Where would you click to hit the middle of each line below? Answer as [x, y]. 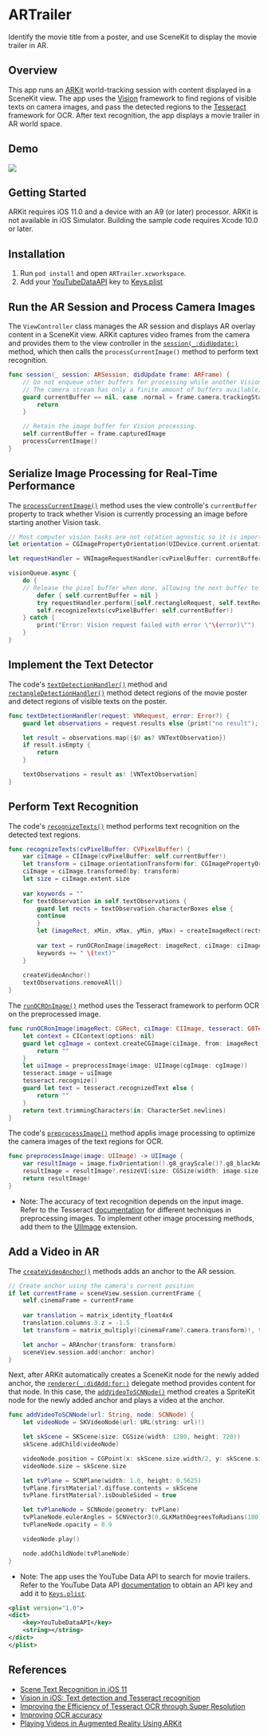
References [37, 1670]
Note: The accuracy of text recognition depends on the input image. [131, 1201]
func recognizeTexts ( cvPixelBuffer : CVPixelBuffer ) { [100, 849]
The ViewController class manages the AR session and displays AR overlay [132, 326]
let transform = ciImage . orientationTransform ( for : [110, 864]
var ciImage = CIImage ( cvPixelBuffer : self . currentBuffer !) [124, 857]
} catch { [39, 618]
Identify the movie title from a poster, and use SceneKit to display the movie [133, 37]
